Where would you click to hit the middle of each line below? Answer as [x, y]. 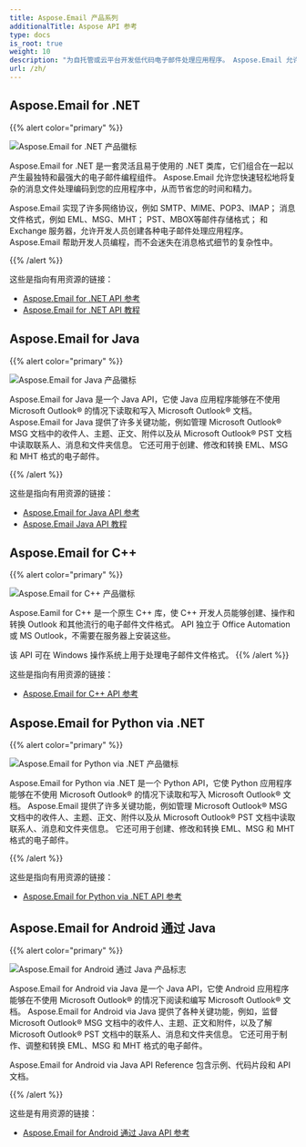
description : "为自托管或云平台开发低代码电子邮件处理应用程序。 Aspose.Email [146, 60]
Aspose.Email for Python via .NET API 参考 [102, 896]
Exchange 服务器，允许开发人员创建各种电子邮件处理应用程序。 [129, 230]
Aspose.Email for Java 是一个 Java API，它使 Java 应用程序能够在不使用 [145, 399]
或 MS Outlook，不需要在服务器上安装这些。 [92, 636]
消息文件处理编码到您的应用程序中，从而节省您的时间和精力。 [141, 189]
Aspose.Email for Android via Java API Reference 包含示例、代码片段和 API [150, 1065]
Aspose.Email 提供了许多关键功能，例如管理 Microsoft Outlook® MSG [157, 806]
